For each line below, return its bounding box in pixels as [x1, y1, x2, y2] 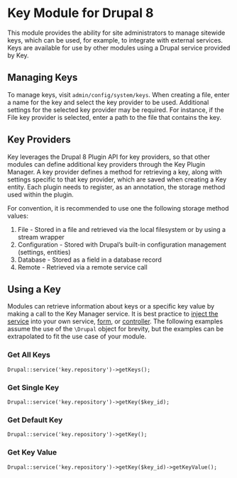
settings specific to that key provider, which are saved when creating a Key [7, 175, 227, 184]
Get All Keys [7, 350, 51, 360]
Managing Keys [7, 72, 78, 84]
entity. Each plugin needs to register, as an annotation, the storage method [7, 182, 226, 191]
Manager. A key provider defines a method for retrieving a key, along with [7, 167, 222, 176]
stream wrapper [17, 233, 65, 241]
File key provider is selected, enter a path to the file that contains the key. [7, 113, 222, 121]
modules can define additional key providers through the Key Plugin [7, 160, 206, 168]
